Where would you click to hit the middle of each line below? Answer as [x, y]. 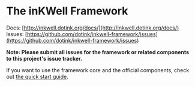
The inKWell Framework [67, 11]
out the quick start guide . [37, 76]
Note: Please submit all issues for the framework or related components [98, 52]
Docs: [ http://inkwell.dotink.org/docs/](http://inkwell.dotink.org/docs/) [93, 28]
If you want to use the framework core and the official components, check [98, 70]
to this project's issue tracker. [44, 58]
